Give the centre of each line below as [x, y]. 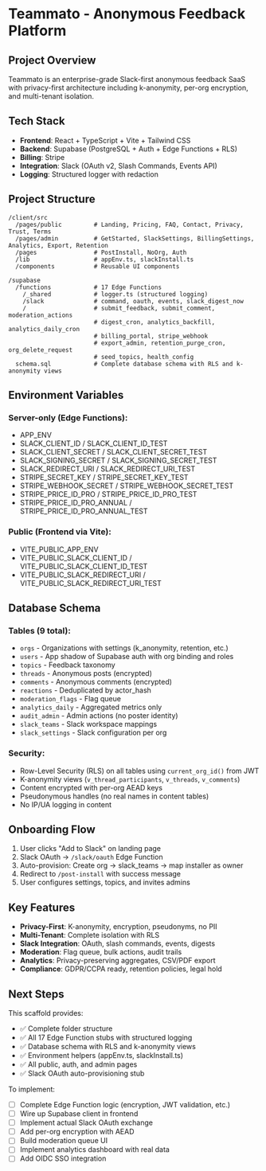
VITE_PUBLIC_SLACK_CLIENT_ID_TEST [84, 566]
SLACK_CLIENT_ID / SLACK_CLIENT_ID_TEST [94, 443]
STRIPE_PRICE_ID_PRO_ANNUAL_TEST [84, 511]
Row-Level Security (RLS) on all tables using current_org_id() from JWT [139, 771]
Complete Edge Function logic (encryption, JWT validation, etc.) [125, 1105]
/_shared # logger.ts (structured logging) [115, 294]
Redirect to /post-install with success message [100, 874]
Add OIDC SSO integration [63, 1158]
